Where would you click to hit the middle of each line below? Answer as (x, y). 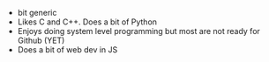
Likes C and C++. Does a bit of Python (87, 22)
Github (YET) (41, 40)
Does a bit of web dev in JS (67, 50)
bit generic (37, 13)
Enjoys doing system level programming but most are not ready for (138, 31)
